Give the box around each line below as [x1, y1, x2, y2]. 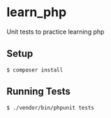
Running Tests [6, 86, 71, 98]
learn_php [6, 4, 67, 20]
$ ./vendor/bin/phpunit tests [6, 104, 95, 111]
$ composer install [6, 66, 64, 74]
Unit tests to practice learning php [6, 27, 105, 36]
